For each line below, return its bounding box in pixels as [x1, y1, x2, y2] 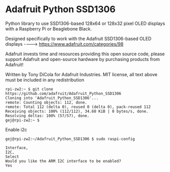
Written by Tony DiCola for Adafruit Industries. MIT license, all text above [5, 71, 158, 77]
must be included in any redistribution [5, 77, 85, 83]
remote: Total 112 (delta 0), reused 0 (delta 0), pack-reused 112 [5, 104, 151, 110]
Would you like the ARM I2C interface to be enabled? [5, 158, 122, 163]
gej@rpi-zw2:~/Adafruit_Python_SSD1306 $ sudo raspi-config [5, 136, 135, 142]
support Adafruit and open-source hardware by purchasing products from [5, 56, 160, 62]
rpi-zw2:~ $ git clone [5, 86, 53, 92]
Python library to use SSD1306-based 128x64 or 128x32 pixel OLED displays [5, 20, 165, 26]
